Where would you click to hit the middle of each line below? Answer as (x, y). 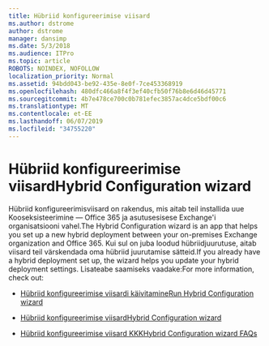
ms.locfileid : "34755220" (52, 129)
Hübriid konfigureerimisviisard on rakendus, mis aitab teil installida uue (126, 208)
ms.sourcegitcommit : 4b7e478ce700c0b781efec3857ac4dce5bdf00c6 (117, 99)
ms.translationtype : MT (49, 106)
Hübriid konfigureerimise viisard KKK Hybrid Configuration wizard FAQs (139, 333)
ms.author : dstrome (41, 23)
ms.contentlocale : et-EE (50, 114)
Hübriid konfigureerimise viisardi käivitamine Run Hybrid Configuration (137, 293)
